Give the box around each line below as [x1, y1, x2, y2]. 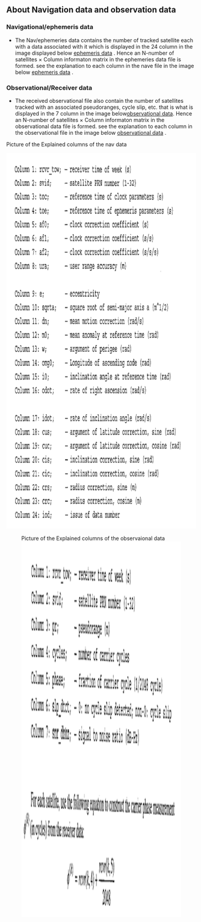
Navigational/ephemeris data [6, 23, 93, 31]
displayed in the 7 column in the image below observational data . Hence [14, 109, 193, 117]
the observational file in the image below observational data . [14, 129, 167, 136]
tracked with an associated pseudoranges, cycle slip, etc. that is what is [14, 103, 194, 111]
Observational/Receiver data [6, 84, 93, 92]
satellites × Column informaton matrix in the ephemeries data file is [14, 55, 182, 63]
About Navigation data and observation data [6, 5, 176, 15]
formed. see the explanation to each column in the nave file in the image [14, 62, 194, 69]
